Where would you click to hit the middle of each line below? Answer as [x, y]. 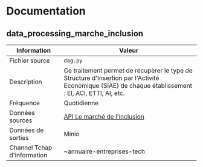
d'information [28, 155]
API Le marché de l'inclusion [104, 116]
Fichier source [30, 61]
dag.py [73, 61]
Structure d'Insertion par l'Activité [111, 78]
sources [21, 120]
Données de [27, 130]
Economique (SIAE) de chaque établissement [128, 86]
